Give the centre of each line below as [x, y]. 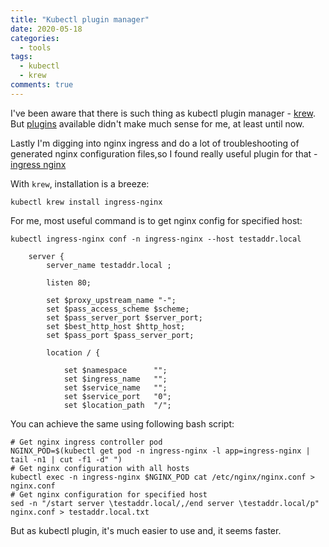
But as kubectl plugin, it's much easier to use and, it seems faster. [146, 530]
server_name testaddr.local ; [109, 265]
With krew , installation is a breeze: [80, 183]
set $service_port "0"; [117, 396]
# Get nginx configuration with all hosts [100, 468]
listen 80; [69, 282]
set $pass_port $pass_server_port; [120, 335]
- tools [35, 47]
